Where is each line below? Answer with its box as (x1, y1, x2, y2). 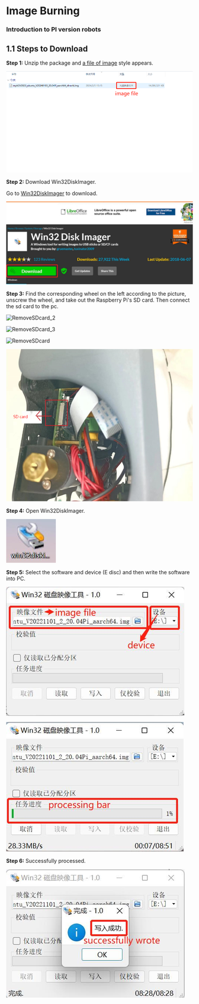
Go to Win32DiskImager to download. (6, 190, 98, 197)
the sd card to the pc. (6, 303, 59, 310)
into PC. (6, 575, 25, 582)
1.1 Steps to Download (6, 43, 88, 54)
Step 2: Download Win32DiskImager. (6, 178, 97, 185)
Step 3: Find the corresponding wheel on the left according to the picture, (6, 290, 187, 298)
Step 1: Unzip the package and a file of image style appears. (6, 59, 154, 66)
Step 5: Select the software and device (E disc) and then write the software (6, 569, 190, 576)
